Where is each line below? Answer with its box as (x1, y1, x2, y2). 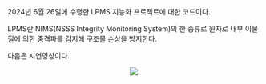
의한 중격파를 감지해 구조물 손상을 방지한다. (22, 34, 158, 43)
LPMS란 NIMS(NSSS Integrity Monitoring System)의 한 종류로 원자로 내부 (7, 24, 244, 34)
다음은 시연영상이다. (7, 51, 70, 60)
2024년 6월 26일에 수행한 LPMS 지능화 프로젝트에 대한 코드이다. (7, 7, 212, 16)
